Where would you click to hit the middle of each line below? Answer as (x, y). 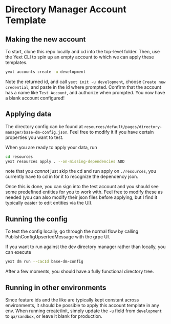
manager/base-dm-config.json (36, 132)
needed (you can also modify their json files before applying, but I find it (81, 197)
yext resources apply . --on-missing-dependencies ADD (65, 161)
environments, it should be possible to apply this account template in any (82, 305)
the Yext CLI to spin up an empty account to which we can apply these (80, 57)
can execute (18, 252)
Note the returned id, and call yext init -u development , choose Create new (85, 82)
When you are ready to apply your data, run (51, 147)
